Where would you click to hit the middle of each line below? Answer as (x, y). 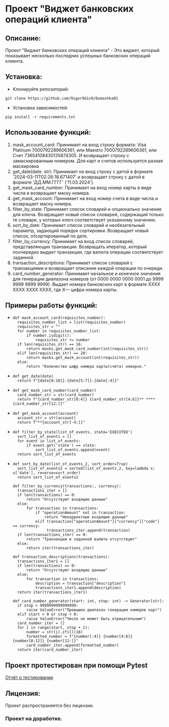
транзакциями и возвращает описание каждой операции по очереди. (88, 268)
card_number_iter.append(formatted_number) (73, 645)
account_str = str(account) (47, 418)
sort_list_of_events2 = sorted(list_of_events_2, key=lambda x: (86, 469)
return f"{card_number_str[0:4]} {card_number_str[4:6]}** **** (86, 400)
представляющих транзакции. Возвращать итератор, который (80, 247)
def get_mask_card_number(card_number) (54, 391)
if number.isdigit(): (49, 336)
